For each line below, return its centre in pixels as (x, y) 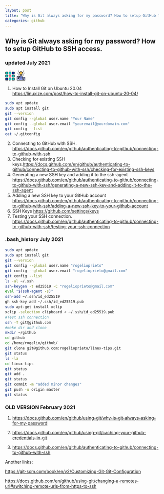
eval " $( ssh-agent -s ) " (29, 291)
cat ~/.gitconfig (23, 134)
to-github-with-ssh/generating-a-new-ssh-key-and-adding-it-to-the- (82, 185)
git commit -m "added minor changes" (43, 384)
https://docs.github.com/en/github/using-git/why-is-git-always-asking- (84, 418)
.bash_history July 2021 (34, 239)
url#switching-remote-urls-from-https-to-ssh (51, 486)
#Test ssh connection (27, 317)
